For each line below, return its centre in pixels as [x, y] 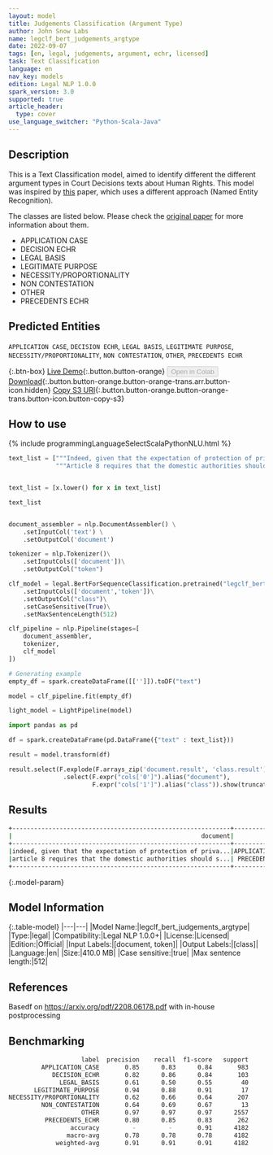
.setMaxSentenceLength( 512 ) [70, 614]
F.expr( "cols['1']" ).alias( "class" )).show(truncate [181, 785]
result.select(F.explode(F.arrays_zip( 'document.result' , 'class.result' [136, 769]
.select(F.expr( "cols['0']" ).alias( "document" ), [147, 777]
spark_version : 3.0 [41, 92]
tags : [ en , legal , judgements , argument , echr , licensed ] [108, 54]
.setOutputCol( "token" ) [63, 569]
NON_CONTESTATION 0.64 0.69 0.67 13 [145, 1105]
